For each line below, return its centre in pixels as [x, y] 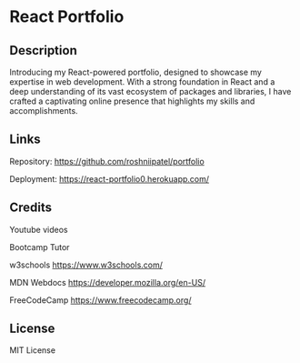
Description [43, 50]
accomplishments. [44, 111]
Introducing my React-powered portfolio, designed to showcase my [135, 72]
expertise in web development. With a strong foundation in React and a [142, 82]
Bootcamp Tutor [40, 247]
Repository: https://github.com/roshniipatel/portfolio [107, 161]
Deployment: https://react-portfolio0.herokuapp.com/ [110, 178]
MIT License [33, 350]
